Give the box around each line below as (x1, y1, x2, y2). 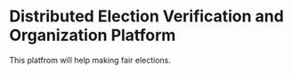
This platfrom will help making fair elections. (9, 54, 172, 65)
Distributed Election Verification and (9, 6, 285, 27)
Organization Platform (9, 25, 176, 45)
